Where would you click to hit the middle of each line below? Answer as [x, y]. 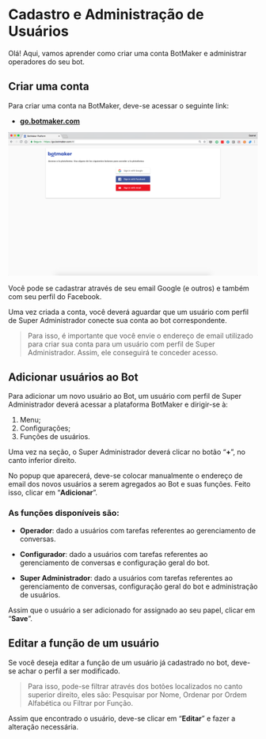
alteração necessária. [44, 726]
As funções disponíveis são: [64, 514]
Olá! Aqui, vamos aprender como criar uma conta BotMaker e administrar [127, 53]
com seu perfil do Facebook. [55, 296]
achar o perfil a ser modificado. [69, 671]
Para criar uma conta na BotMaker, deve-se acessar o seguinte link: [119, 105]
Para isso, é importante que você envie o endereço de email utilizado [140, 335]
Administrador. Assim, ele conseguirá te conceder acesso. [123, 352]
